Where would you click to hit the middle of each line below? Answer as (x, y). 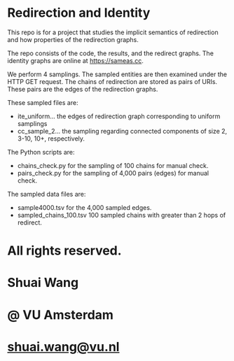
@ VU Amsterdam (61, 314)
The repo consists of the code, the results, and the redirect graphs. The (110, 53)
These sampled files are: (43, 102)
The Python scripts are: (41, 152)
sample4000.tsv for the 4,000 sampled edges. (84, 207)
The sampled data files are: (47, 194)
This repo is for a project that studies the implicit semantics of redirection (113, 32)
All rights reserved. (64, 251)
